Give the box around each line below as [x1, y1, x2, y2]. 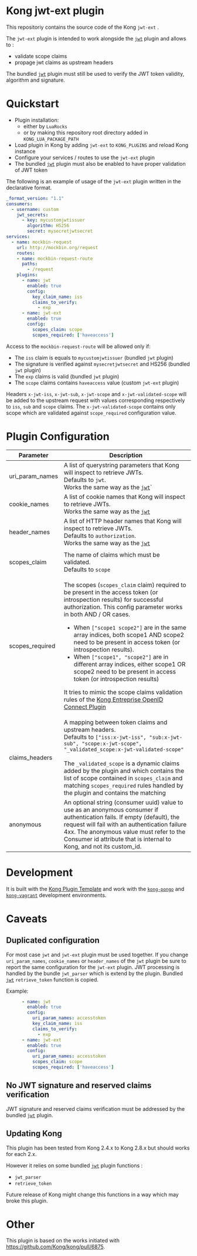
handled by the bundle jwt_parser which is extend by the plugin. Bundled [6, 970, 183, 977]
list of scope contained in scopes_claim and [63, 774, 183, 782]
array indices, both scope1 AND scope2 [73, 631, 185, 639]
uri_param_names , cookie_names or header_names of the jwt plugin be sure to [6, 957, 186, 964]
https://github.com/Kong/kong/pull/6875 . [6, 1243, 106, 1250]
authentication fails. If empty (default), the [63, 813, 180, 821]
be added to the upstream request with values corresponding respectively [6, 397, 185, 404]
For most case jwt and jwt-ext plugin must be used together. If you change [6, 951, 189, 958]
